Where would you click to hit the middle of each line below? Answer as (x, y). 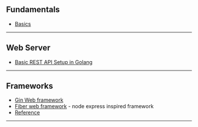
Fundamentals (33, 10)
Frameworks (30, 86)
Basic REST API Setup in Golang (54, 62)
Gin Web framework (39, 100)
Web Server (28, 48)
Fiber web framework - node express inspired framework (84, 106)
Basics (23, 24)
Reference (27, 113)
